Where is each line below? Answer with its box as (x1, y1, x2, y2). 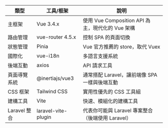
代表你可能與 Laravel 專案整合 (82, 107, 153, 114)
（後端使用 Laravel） (82, 114, 131, 121)
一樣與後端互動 (82, 79, 118, 85)
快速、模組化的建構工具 (82, 97, 138, 104)
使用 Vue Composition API (82, 17, 144, 24)
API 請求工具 (82, 62, 112, 69)
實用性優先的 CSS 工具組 (82, 88, 141, 95)
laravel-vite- (36, 107, 67, 114)
